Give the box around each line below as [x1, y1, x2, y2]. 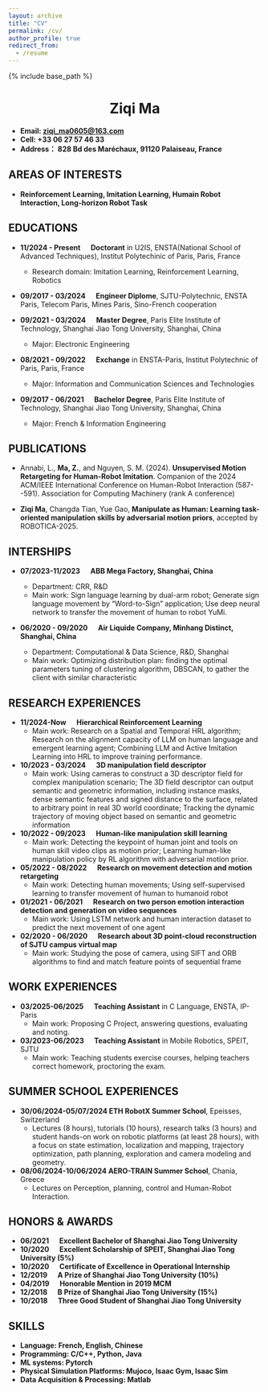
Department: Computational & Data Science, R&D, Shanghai [31, 647, 229, 657]
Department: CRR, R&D [31, 582, 108, 591]
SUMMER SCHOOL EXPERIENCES [8, 1085, 179, 1098]
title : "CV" [8, 19, 48, 27]
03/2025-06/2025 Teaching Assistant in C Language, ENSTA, [19, 1001, 239, 1011]
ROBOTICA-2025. [19, 521, 79, 531]
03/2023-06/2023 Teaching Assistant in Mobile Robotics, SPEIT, [19, 1036, 249, 1045]
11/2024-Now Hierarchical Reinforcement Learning [19, 718, 203, 727]
